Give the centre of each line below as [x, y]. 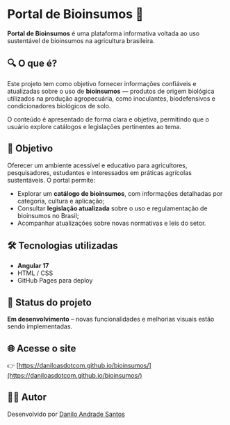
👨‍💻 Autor [27, 398]
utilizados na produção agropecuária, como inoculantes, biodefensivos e [111, 98]
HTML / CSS [35, 273]
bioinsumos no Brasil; [48, 215]
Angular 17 [33, 266]
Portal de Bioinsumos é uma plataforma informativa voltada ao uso [104, 33]
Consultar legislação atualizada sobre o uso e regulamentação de [112, 208]
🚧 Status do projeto [49, 302]
